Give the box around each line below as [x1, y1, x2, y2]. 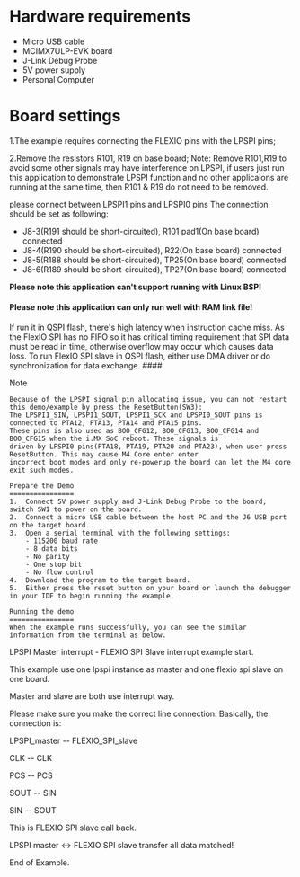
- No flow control [25, 568, 94, 577]
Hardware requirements [9, 6, 191, 27]
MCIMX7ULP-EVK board [22, 45, 113, 56]
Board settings [9, 106, 121, 127]
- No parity [25, 553, 70, 562]
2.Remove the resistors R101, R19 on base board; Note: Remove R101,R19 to [9, 153, 287, 164]
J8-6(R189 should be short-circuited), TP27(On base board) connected [22, 263, 287, 275]
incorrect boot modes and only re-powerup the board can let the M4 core [9, 458, 292, 467]
